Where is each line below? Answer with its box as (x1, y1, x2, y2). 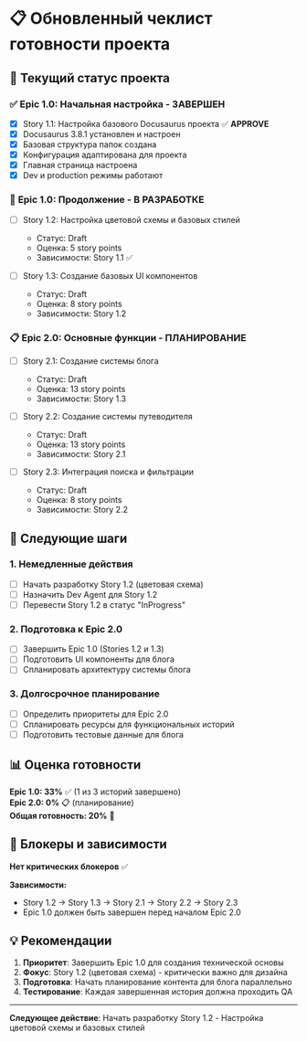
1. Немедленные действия (9, 558, 134, 570)
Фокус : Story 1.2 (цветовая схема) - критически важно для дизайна (22, 967, 288, 978)
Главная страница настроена (22, 160, 138, 171)
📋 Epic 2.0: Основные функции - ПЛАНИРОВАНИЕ (9, 331, 247, 344)
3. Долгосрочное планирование (9, 687, 160, 700)
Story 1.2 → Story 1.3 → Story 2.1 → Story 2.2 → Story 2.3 (22, 897, 238, 908)
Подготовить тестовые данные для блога (22, 728, 185, 739)
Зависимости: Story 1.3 (36, 393, 126, 404)
